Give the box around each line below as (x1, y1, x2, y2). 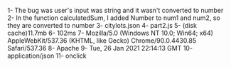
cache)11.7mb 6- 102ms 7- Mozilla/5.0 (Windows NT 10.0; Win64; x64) (7, 29, 213, 37)
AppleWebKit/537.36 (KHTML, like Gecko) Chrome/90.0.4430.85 (7, 36, 197, 45)
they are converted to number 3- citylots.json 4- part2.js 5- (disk (7, 21, 198, 29)
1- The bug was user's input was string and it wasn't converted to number (7, 6, 224, 14)
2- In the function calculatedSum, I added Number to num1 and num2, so (7, 14, 220, 22)
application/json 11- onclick (7, 51, 87, 60)
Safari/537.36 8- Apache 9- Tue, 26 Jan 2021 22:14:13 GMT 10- (7, 44, 193, 52)
